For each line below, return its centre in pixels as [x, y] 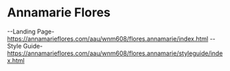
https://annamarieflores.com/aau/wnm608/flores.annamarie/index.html [108, 38]
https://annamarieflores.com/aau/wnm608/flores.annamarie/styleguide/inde [115, 53]
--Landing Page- [31, 31]
